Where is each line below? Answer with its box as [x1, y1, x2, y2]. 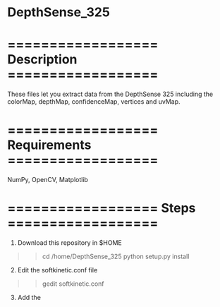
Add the [17, 294, 41, 301]
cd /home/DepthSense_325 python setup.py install [42, 252, 190, 260]
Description [7, 52, 78, 68]
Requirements [7, 137, 92, 153]
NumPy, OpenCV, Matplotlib [7, 176, 88, 184]
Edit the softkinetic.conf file [17, 266, 98, 274]
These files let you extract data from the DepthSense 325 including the [7, 90, 214, 99]
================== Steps [7, 200, 196, 216]
